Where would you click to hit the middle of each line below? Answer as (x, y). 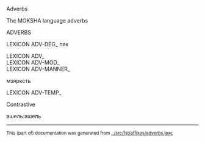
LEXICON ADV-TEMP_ (34, 93)
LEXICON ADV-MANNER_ (38, 69)
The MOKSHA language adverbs (47, 20)
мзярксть (19, 81)
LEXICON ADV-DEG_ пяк (38, 44)
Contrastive (21, 104)
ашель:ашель (24, 116)
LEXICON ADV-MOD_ (33, 62)
